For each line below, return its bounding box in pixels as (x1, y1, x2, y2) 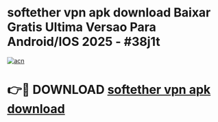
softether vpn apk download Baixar (7, 5, 211, 21)
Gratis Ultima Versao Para (7, 19, 156, 35)
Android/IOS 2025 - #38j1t (7, 34, 161, 49)
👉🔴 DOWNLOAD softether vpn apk (7, 82, 211, 97)
